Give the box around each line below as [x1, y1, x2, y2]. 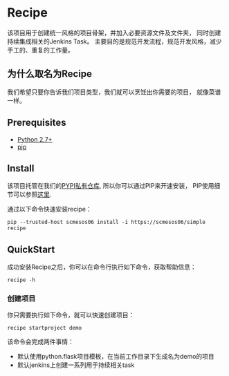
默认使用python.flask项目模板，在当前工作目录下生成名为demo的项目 [17, 352, 214, 361]
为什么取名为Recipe [7, 68, 92, 80]
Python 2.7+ [17, 135, 53, 143]
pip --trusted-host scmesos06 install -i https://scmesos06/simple [7, 219, 206, 226]
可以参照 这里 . [12, 190, 52, 198]
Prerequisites [7, 117, 66, 129]
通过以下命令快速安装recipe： [7, 205, 92, 214]
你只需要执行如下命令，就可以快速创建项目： [7, 311, 135, 319]
